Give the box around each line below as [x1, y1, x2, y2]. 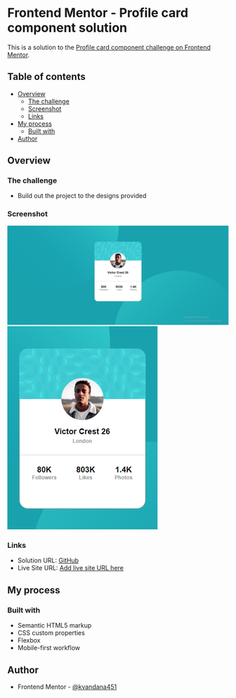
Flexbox [17, 636, 41, 645]
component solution [7, 20, 128, 36]
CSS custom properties [17, 628, 86, 637]
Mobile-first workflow [17, 644, 81, 652]
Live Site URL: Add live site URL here [17, 564, 124, 572]
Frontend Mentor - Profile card [7, 5, 188, 21]
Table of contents [7, 71, 86, 83]
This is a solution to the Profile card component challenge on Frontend [7, 43, 211, 51]
